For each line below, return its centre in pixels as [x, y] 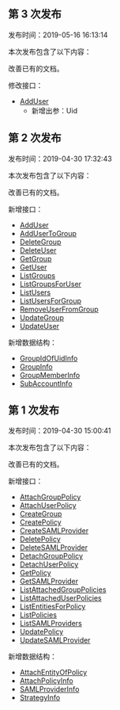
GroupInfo [36, 366]
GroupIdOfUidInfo [49, 358]
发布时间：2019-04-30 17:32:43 [60, 158]
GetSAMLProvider [49, 582]
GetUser [33, 267]
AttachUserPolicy [48, 506]
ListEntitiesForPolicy [52, 607]
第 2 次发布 [35, 138]
